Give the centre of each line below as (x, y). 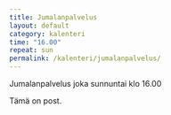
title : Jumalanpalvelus (53, 17)
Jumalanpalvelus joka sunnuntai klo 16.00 (85, 84)
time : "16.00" (36, 42)
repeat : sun (31, 50)
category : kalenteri (48, 34)
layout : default (39, 26)
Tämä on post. (36, 101)
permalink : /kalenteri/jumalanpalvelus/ (85, 58)
